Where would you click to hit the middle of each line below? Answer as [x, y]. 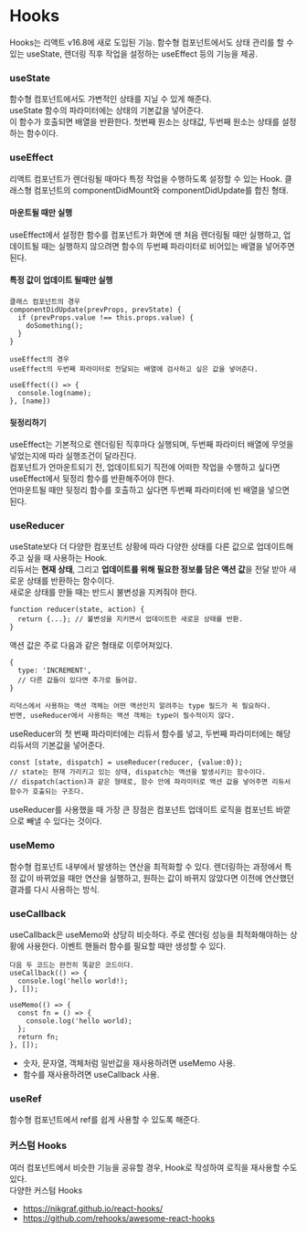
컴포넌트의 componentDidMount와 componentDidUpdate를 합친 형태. [161, 190]
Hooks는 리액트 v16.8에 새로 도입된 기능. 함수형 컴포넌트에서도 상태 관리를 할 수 [152, 42]
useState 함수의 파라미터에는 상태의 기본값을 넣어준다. [106, 111]
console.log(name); [55, 393]
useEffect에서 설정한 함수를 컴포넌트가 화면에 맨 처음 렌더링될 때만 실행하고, [145, 235]
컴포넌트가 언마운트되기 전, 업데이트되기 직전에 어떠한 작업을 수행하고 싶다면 [145, 468]
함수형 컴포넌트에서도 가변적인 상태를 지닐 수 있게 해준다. [111, 99]
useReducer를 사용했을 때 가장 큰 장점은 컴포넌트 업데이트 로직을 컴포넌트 [142, 810]
